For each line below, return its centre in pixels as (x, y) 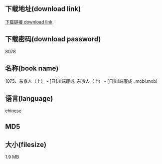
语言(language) (29, 98)
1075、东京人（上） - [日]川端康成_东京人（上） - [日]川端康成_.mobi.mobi (81, 81)
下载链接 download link (29, 22)
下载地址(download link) (43, 9)
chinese (13, 111)
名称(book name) (32, 69)
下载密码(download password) (53, 39)
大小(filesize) (26, 145)
